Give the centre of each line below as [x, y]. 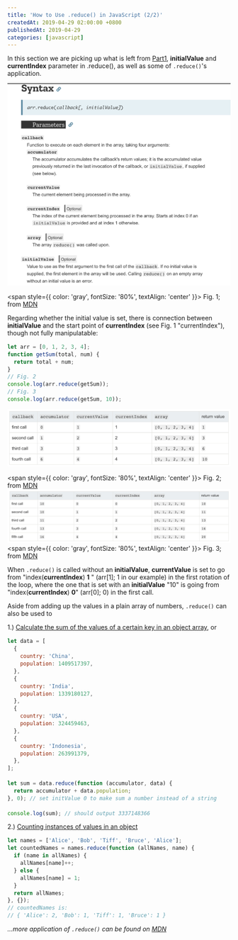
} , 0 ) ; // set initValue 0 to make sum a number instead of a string [112, 798]
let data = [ [27, 642]
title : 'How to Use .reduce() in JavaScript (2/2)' [85, 15]
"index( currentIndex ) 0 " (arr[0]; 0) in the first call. [81, 593]
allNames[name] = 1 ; [50, 878]
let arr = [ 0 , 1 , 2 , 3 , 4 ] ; [49, 347]
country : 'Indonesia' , [53, 746]
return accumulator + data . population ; [73, 790]
